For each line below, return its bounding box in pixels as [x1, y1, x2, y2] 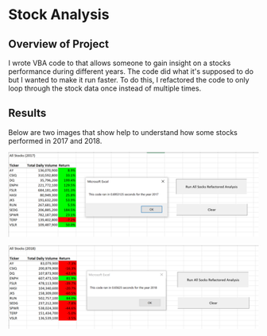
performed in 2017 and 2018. [8, 136, 103, 145]
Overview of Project [8, 37, 110, 51]
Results [8, 106, 47, 120]
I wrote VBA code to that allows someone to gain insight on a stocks [8, 58, 231, 68]
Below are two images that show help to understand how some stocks [8, 127, 238, 137]
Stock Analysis [8, 6, 110, 24]
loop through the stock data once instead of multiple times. [8, 83, 202, 93]
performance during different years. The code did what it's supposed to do [8, 67, 254, 76]
